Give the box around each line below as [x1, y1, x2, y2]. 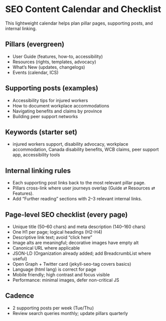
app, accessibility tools [12, 152, 60, 158]
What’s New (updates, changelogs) [12, 64, 85, 70]
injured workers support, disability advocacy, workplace [12, 141, 129, 147]
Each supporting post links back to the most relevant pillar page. [12, 180, 146, 186]
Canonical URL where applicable [12, 245, 80, 251]
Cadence [5, 291, 34, 300]
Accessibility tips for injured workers [12, 97, 88, 103]
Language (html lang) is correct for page [12, 266, 96, 272]
